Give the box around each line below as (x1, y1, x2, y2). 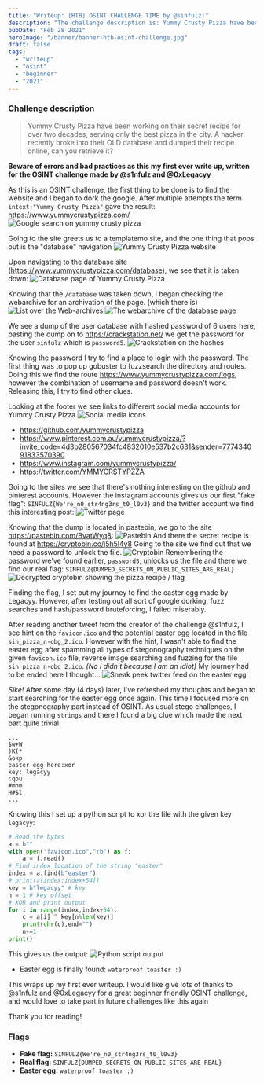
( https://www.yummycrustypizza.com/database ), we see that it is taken (8, 265, 240, 275)
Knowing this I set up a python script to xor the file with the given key (8, 809, 232, 818)
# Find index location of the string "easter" (8, 862, 163, 870)
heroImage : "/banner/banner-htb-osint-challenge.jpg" (8, 33, 189, 42)
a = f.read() (22, 854, 65, 863)
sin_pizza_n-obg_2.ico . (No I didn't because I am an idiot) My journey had (8, 661, 249, 670)
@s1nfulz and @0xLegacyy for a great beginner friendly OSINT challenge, (8, 988, 247, 997)
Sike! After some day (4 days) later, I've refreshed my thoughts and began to (8, 685, 256, 694)
